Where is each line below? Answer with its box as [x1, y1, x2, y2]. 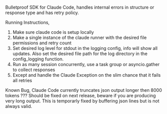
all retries [12, 78, 32, 83]
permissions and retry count [12, 40, 72, 46]
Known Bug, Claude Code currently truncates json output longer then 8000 [5, 87, 162, 93]
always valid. [5, 103, 32, 109]
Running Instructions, [5, 20, 50, 25]
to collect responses [12, 67, 56, 73]
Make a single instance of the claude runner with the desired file [12, 35, 147, 40]
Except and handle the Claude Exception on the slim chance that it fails [12, 72, 161, 78]
